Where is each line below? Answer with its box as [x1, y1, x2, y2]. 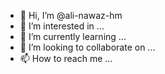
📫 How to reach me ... [19, 53, 113, 64]
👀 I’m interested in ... [19, 20, 105, 32]
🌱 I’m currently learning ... [19, 31, 127, 42]
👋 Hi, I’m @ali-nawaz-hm [19, 10, 123, 21]
